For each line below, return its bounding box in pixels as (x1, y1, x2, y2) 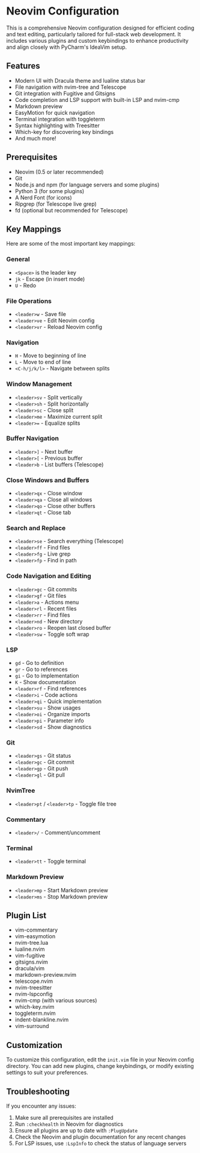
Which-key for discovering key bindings (14, 128, 114, 135)
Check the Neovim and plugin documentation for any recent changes (14, 1133, 186, 1140)
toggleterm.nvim (14, 1009, 56, 1017)
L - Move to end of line (14, 358, 71, 366)
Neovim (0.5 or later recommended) (14, 168, 104, 176)
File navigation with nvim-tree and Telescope (14, 83, 127, 91)
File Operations (6, 297, 52, 305)
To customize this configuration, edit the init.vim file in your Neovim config (6, 1056, 194, 1063)
